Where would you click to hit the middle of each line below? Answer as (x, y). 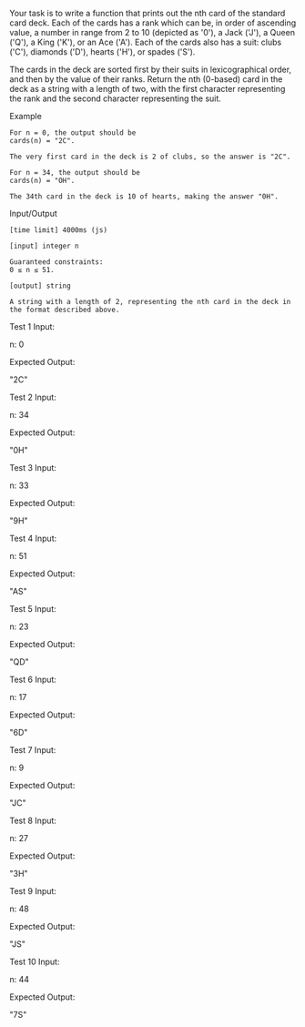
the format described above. (65, 310)
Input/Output (33, 214)
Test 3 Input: (33, 468)
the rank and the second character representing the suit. (115, 98)
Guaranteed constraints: (56, 262)
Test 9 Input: (33, 891)
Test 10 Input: (35, 961)
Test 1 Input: (32, 326)
